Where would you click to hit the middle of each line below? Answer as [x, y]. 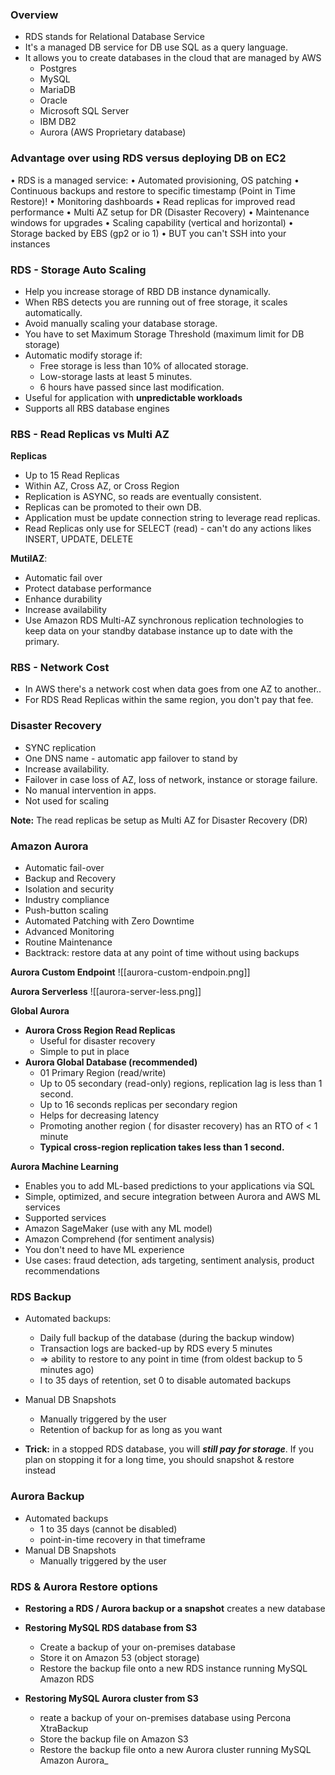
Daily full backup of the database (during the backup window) [167, 1338]
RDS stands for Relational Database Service [114, 37]
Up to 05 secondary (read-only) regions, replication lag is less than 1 [181, 1084]
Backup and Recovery [70, 879]
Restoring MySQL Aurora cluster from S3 [111, 1698]
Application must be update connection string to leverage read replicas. [172, 518]
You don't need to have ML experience [104, 1250]
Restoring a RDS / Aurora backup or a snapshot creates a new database [175, 1608]
